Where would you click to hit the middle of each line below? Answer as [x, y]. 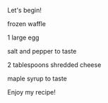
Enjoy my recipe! [32, 92]
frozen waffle [26, 24]
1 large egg [23, 37]
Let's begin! [25, 10]
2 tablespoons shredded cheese [54, 65]
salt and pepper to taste [42, 51]
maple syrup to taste [37, 78]
